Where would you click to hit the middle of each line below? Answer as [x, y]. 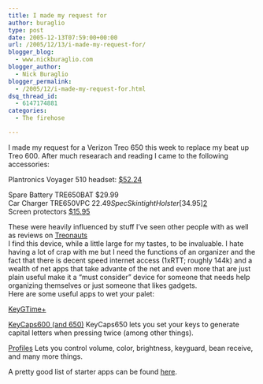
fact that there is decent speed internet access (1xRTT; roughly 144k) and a [130, 260]
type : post [26, 30]
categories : [28, 111]
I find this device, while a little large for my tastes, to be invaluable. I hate [126, 243]
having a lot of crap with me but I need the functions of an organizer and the [132, 252]
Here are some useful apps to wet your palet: [81, 293]
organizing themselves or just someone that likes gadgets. [103, 285]
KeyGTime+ [27, 309]
